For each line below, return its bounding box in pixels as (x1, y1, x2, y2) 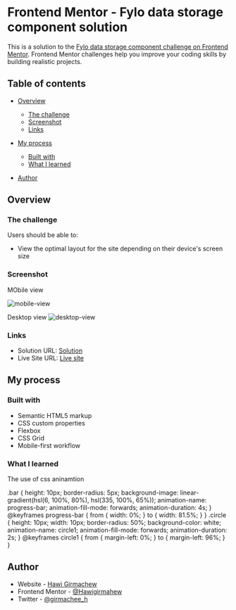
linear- (180, 488, 199, 497)
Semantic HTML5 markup (17, 411, 92, 419)
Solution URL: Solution (17, 346, 83, 355)
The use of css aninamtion (7, 475, 85, 483)
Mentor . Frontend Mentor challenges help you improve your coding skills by (7, 50, 227, 58)
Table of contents (7, 78, 86, 90)
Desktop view (7, 312, 47, 321)
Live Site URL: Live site (17, 354, 85, 362)
